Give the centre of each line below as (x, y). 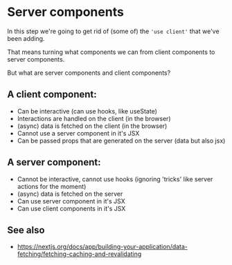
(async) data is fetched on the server (70, 194)
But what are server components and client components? (89, 73)
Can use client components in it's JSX (71, 208)
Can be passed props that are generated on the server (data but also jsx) (121, 140)
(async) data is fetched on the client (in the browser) (92, 126)
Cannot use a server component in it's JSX (78, 133)
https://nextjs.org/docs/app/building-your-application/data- (102, 247)
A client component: (52, 94)
